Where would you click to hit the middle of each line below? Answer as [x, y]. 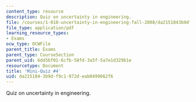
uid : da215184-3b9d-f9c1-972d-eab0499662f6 [60, 76]
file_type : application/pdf [40, 28]
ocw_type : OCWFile [28, 44]
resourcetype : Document [35, 66]
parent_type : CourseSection [40, 55]
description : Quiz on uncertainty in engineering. [69, 17]
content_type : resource [35, 11]
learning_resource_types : [37, 33]
